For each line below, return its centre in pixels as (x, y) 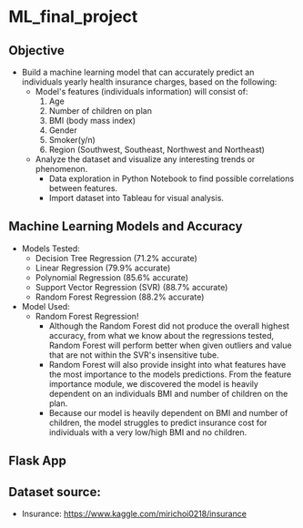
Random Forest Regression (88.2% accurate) (120, 297)
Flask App (38, 461)
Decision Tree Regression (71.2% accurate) (116, 258)
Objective (37, 51)
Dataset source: (55, 492)
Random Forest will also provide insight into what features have (167, 364)
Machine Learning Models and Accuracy (126, 226)
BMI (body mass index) (92, 121)
